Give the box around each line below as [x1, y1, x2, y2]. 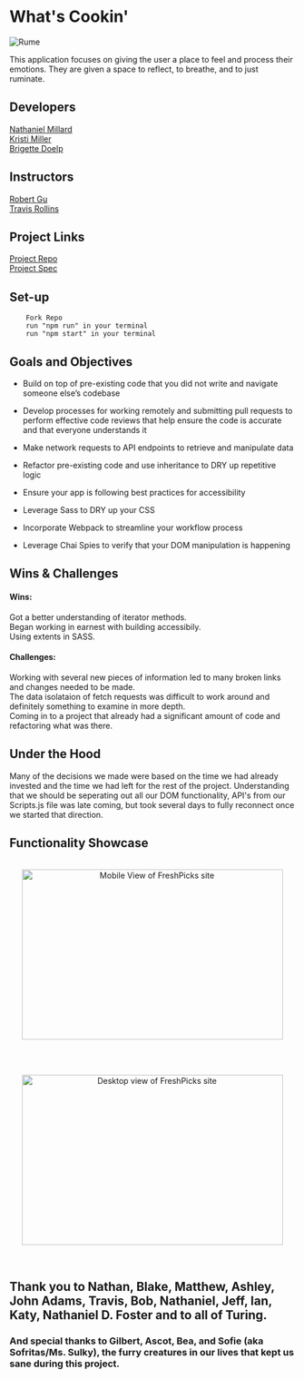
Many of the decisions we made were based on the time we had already [9, 770, 279, 782]
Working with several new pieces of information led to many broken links [9, 672, 281, 683]
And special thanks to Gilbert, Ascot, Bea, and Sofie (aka [9, 1335, 264, 1347]
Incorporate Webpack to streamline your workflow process [22, 522, 243, 533]
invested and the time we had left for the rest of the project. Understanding [9, 780, 290, 791]
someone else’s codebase [22, 388, 121, 399]
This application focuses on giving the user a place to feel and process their [9, 54, 293, 64]
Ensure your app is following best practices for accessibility [22, 488, 246, 497]
